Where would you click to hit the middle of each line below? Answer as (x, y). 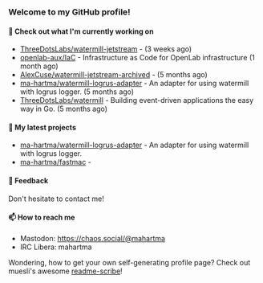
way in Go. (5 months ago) (64, 109)
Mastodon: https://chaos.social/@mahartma (93, 238)
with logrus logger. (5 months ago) (77, 92)
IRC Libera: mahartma (56, 247)
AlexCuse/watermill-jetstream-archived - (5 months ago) (114, 75)
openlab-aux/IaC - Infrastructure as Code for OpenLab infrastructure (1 (137, 58)
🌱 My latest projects (42, 127)
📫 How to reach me (42, 217)
